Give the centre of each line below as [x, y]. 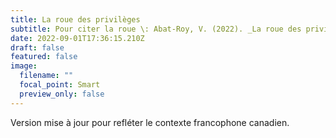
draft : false [37, 47]
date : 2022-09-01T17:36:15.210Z [77, 38]
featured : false [44, 57]
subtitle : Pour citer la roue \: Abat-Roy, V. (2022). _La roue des [156, 29]
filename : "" [46, 76]
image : [24, 66]
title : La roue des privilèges [75, 19]
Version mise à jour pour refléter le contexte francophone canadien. [150, 122]
